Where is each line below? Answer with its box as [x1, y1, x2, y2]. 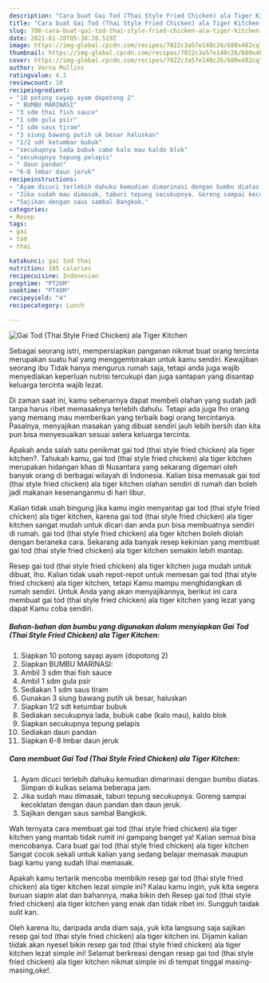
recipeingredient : [9, 86, 70, 94]
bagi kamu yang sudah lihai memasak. [9, 857, 135, 867]
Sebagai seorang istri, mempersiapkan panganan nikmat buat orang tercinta [9, 346, 259, 355]
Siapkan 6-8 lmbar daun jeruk [20, 736, 119, 745]
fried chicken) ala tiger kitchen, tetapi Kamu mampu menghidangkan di [9, 578, 243, 588]
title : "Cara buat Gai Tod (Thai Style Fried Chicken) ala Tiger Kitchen [9, 19, 260, 27]
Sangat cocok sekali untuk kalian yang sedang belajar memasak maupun [9, 849, 248, 859]
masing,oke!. [9, 965, 51, 975]
